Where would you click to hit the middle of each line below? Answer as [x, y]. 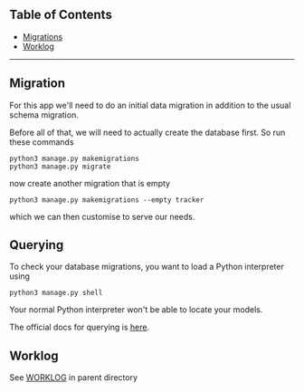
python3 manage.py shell [56, 293]
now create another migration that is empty [90, 183]
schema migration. [44, 115]
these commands [42, 142]
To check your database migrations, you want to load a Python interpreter [147, 267]
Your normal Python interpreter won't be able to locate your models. [136, 310]
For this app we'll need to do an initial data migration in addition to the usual [150, 105]
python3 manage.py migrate [60, 167]
